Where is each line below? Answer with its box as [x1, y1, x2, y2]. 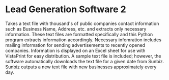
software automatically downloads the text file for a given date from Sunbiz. [5, 58, 164, 64]
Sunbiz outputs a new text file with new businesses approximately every [5, 64, 157, 70]
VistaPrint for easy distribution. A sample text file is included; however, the [5, 52, 161, 59]
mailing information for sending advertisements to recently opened [5, 42, 146, 48]
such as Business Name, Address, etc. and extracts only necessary [5, 25, 147, 32]
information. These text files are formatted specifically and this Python [5, 31, 153, 37]
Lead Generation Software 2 [5, 4, 126, 15]
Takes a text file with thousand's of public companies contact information [5, 20, 159, 26]
